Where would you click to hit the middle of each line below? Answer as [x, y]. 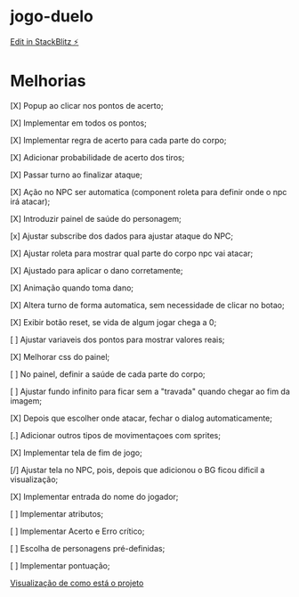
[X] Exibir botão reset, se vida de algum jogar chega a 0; [113, 322]
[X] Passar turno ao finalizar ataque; [77, 175]
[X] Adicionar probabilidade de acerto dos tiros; [97, 157]
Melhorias [48, 81]
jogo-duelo [52, 16]
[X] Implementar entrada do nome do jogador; [94, 496]
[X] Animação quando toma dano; [72, 288]
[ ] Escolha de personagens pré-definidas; [88, 548]
